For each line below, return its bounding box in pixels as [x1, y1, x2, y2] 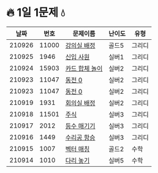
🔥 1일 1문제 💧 [6, 6, 66, 20]
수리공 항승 [65, 133, 96, 142]
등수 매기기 [65, 121, 96, 130]
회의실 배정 [65, 99, 96, 107]
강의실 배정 [65, 41, 96, 50]
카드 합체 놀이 [65, 64, 103, 72]
